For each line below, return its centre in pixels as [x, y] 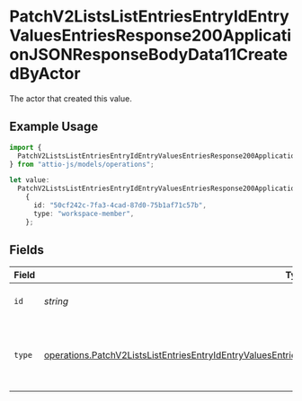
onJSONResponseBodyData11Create [149, 55]
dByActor [45, 74]
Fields [27, 250]
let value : [30, 180]
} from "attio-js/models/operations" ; [82, 164]
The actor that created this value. [71, 98]
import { [26, 147]
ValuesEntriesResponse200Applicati [151, 35]
